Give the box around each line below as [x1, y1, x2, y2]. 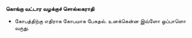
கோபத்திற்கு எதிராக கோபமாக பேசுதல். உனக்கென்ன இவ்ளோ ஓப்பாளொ [14, 18, 186, 25]
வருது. [14, 25, 29, 31]
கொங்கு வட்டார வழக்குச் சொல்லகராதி [6, 6, 95, 12]
